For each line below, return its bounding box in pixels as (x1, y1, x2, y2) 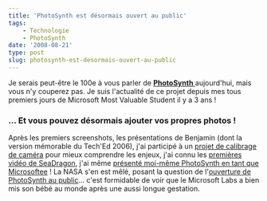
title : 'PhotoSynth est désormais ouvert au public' (8, 11, 187, 20)
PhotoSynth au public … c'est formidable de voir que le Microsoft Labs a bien (8, 175, 260, 185)
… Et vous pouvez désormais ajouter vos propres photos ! (8, 115, 237, 126)
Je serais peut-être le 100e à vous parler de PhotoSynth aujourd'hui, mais (8, 77, 252, 88)
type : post (8, 49, 45, 57)
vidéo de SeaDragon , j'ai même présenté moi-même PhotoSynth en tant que (8, 159, 259, 168)
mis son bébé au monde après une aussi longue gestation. (8, 184, 201, 194)
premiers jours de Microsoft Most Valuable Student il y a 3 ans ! (8, 95, 217, 104)
